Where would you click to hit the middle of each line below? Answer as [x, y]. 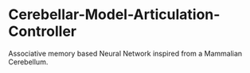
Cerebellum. [28, 62]
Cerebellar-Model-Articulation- [114, 15]
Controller [43, 31]
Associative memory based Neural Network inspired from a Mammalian [125, 53]
